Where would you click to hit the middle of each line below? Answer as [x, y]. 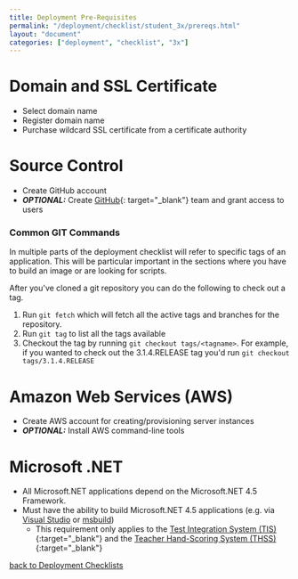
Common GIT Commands [64, 232]
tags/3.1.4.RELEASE [58, 362]
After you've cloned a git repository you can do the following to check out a [148, 288]
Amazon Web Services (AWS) [121, 396]
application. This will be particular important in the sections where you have [148, 261]
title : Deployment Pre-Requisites [73, 17]
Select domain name [60, 111]
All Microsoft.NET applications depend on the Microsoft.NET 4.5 [140, 492]
